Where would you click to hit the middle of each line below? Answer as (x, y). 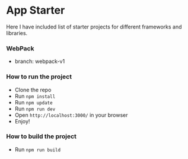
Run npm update (34, 102)
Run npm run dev (35, 109)
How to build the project (42, 136)
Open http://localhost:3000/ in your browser (71, 115)
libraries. (17, 33)
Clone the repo (33, 90)
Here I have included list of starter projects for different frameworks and (94, 27)
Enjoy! (22, 121)
